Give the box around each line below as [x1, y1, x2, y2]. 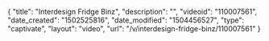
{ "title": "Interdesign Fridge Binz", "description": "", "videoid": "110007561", [7, 7, 258, 16]
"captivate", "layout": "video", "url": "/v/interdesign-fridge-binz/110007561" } [7, 24, 261, 33]
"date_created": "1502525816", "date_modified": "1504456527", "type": [7, 15, 245, 25]
